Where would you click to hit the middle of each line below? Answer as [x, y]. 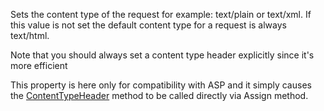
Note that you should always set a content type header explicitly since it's [162, 55]
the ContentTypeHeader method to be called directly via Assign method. [159, 95]
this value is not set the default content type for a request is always [148, 25]
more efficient [39, 65]
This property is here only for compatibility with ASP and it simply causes [161, 85]
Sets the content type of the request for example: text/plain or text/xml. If [161, 14]
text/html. [30, 35]
